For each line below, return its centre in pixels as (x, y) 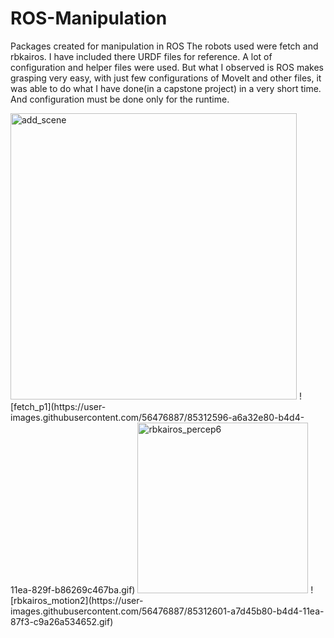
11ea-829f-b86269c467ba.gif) (73, 589)
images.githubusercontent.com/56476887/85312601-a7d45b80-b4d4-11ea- (167, 611)
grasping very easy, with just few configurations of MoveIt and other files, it (166, 78)
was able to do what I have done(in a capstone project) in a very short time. (166, 88)
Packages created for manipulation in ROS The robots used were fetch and (164, 46)
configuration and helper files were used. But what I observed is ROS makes (167, 67)
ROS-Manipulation (89, 18)
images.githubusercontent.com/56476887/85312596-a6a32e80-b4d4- (157, 417)
